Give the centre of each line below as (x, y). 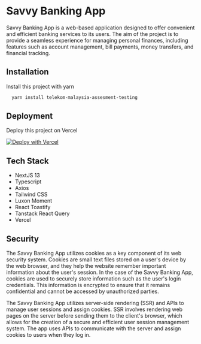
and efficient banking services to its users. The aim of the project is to (92, 34)
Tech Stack (28, 161)
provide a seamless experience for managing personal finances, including (97, 40)
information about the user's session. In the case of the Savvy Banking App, (100, 272)
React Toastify (33, 207)
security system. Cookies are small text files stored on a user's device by (96, 259)
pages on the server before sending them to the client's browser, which (94, 316)
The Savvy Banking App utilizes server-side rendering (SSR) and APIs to (95, 303)
